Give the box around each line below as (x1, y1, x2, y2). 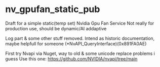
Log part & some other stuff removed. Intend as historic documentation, (5, 35, 155, 41)
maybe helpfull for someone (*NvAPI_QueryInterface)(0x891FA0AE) (5, 40, 147, 46)
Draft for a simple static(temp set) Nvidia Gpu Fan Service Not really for (5, 20, 154, 26)
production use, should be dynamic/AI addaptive (5, 25, 107, 31)
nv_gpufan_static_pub (5, 4, 100, 15)
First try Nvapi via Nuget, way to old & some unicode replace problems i (5, 50, 155, 56)
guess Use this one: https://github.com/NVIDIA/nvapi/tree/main (5, 55, 138, 61)
